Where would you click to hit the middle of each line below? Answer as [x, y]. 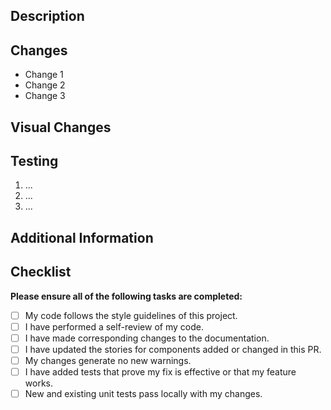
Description [47, 16]
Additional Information [82, 237]
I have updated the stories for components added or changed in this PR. [173, 349]
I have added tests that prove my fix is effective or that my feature [160, 371]
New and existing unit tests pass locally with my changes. [143, 393]
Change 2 [45, 85]
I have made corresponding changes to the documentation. [147, 338]
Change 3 [45, 96]
